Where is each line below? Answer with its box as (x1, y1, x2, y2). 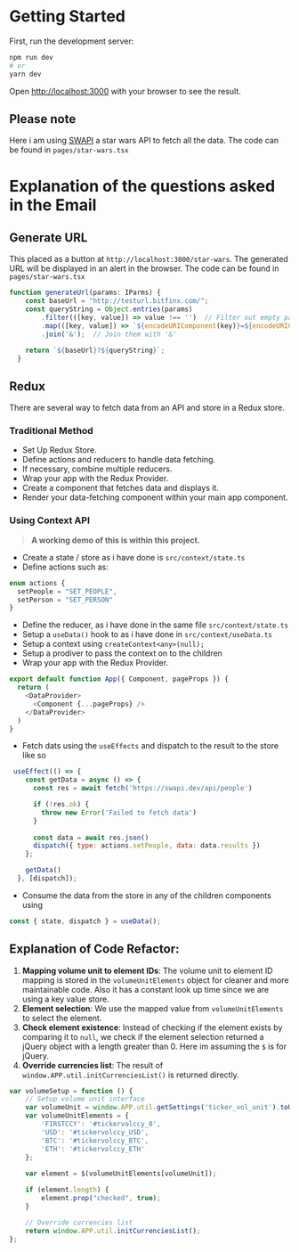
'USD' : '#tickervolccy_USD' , (41, 1127, 149, 1137)
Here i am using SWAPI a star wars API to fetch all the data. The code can (9, 135, 279, 146)
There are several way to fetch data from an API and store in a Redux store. (9, 403, 285, 413)
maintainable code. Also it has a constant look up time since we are (21, 984, 270, 994)
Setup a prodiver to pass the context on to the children (21, 648, 222, 659)
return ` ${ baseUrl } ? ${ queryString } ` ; (25, 346, 166, 355)
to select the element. (21, 1012, 102, 1023)
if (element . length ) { (25, 1185, 109, 1195)
